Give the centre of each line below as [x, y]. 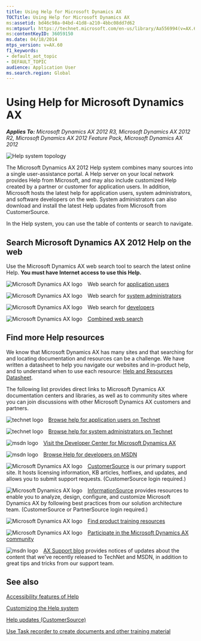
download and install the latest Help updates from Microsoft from [86, 206]
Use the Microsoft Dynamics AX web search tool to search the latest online [98, 266]
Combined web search [115, 319]
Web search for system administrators [135, 296]
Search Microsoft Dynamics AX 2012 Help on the [99, 242]
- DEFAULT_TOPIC [26, 62]
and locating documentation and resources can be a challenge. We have [95, 358]
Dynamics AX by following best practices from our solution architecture [94, 503]
